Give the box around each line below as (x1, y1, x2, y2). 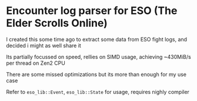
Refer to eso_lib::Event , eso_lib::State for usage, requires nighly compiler (6, 88, 190, 95)
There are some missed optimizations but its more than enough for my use (6, 71, 187, 78)
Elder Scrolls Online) (6, 16, 108, 30)
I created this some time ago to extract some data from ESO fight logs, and (6, 36, 187, 43)
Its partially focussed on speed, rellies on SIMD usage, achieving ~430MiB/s (6, 53, 191, 60)
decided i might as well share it (6, 42, 81, 49)
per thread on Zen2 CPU (6, 60, 66, 67)
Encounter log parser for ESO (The (6, 4, 178, 18)
